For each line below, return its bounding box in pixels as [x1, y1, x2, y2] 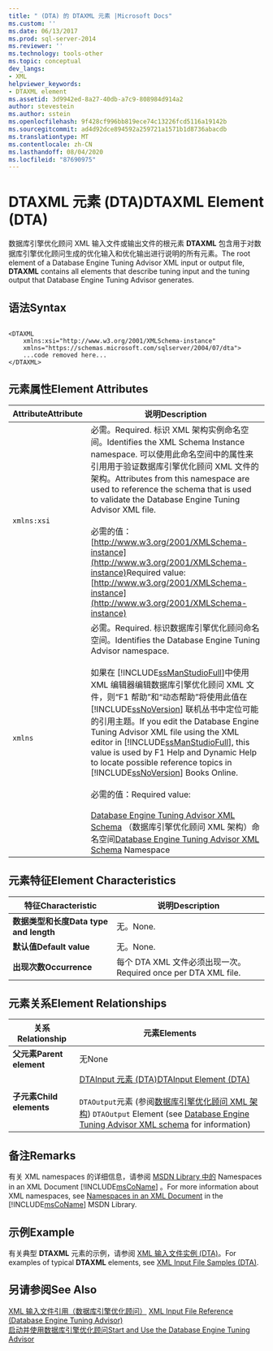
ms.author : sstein [8, 110, 71, 119]
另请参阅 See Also [8, 1283, 97, 1297]
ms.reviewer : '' [8, 42, 63, 50]
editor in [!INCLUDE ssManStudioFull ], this [90, 736, 250, 747]
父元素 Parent [12, 1049, 63, 1060]
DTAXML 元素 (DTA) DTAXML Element [8, 193, 264, 211]
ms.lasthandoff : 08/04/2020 [8, 148, 104, 156]
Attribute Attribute [12, 408, 83, 419]
